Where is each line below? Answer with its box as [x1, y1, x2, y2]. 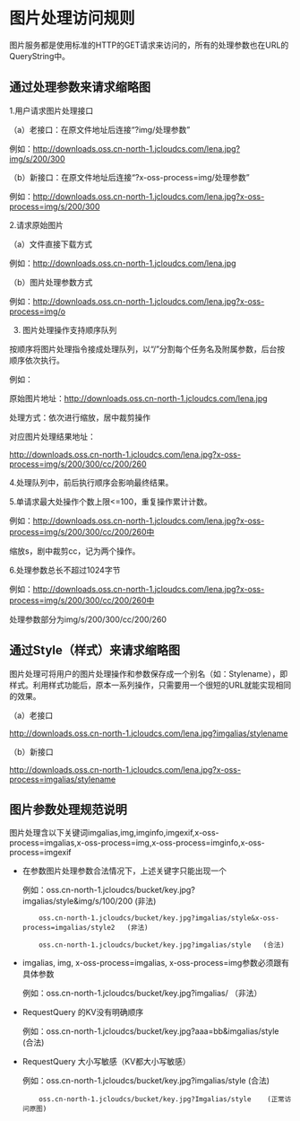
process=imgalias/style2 [21, 924, 116, 933]
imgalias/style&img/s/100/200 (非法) [21, 896, 157, 906]
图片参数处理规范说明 [9, 801, 127, 817]
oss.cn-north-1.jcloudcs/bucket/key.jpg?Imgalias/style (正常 [39, 1095, 285, 1104]
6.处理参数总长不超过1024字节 [9, 565, 121, 575]
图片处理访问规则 [9, 8, 136, 29]
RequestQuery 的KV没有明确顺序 [21, 1007, 144, 1018]
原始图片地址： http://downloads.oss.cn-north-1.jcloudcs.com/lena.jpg [9, 392, 268, 404]
